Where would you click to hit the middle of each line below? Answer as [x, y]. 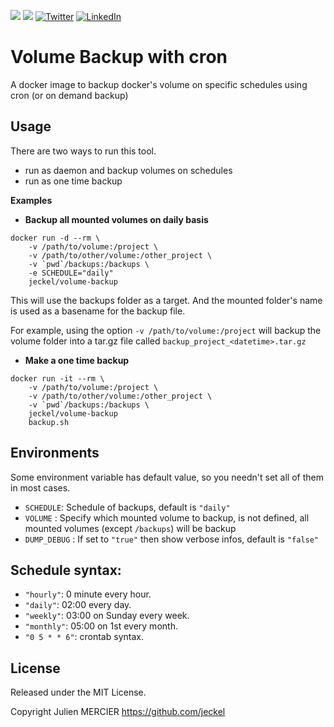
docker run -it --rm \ [57, 378]
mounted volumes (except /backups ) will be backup [130, 528]
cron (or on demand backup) [69, 95]
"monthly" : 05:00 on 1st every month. [101, 626]
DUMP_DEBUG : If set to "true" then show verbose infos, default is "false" [172, 539]
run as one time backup [73, 181]
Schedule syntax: [66, 570]
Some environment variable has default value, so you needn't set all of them [167, 477]
